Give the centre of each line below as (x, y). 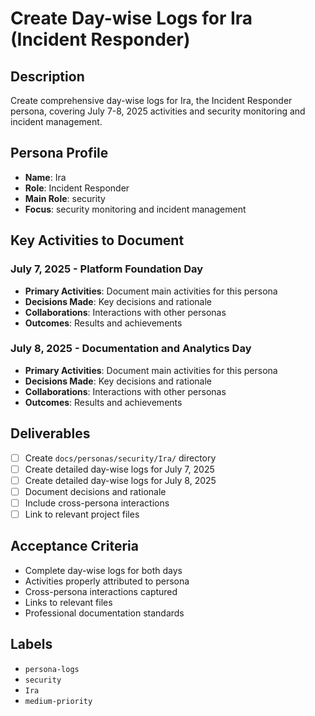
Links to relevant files (68, 602)
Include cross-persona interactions (97, 503)
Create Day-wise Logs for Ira (131, 18)
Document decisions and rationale (95, 491)
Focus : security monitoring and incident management (135, 209)
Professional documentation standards (104, 613)
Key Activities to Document (97, 240)
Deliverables (50, 433)
